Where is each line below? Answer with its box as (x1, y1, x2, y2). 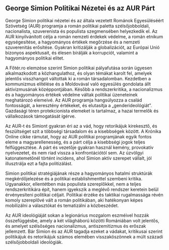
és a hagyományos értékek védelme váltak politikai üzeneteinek (5, 91, 138, 97)
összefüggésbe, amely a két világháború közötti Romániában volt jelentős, (5, 217, 160, 224)
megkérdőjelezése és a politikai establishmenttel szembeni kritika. (5, 175, 143, 181)
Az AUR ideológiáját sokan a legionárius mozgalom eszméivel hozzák (5, 212, 149, 218)
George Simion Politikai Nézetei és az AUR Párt (5, 4, 155, 13)
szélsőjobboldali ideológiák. (5, 239, 63, 245)
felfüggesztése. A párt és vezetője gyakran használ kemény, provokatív (5, 144, 154, 151)
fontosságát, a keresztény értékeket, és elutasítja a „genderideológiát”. (5, 102, 152, 108)
